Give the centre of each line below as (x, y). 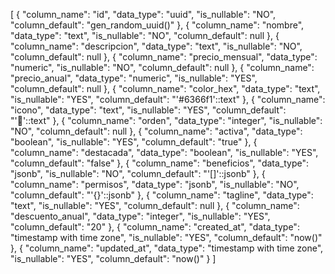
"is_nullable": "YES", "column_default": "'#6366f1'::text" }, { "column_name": (168, 99)
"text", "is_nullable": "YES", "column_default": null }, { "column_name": (155, 205)
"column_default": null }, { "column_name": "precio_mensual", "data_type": (164, 57)
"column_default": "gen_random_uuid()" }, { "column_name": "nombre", (157, 25)
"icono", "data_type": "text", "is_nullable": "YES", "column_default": (148, 110)
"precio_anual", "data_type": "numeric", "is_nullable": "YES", (134, 78)
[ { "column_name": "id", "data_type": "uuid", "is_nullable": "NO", (143, 14)
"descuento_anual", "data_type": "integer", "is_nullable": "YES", (140, 216)
